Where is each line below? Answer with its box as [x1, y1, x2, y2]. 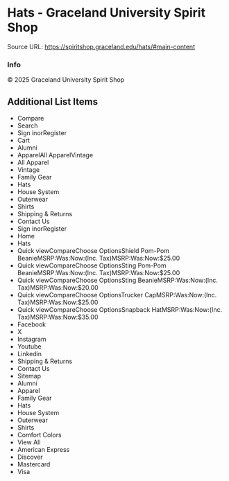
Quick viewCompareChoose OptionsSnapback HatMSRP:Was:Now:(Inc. [17, 306, 223, 314]
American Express [17, 446, 70, 454]
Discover [17, 453, 43, 462]
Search [17, 121, 38, 130]
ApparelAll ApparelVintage [17, 151, 94, 159]
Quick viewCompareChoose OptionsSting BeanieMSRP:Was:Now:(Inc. [17, 276, 219, 285]
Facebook [17, 320, 46, 329]
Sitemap [17, 372, 42, 381]
